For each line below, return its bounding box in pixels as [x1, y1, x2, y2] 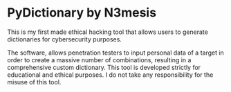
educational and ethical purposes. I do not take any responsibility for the [7, 71, 214, 79]
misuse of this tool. [7, 77, 62, 86]
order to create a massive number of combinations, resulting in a [7, 55, 192, 64]
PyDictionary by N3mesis [7, 5, 157, 21]
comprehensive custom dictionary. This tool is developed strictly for [7, 63, 201, 71]
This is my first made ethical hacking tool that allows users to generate [7, 28, 209, 36]
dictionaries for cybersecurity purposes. [7, 35, 122, 43]
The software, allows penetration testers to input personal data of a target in [7, 48, 225, 57]
